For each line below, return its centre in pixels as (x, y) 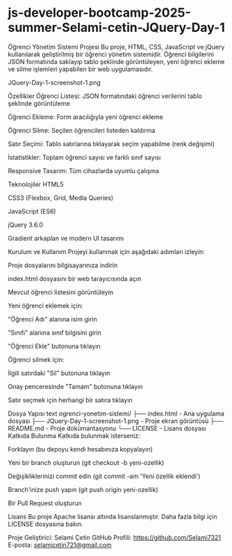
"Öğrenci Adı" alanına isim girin (52, 319)
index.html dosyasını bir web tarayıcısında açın (75, 278)
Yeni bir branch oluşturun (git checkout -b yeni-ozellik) (86, 462)
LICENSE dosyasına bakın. (46, 524)
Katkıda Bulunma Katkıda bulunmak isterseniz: (74, 436)
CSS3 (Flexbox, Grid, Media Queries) (61, 198)
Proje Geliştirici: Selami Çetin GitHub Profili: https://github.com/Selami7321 (115, 537)
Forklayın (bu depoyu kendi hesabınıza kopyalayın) (81, 449)
